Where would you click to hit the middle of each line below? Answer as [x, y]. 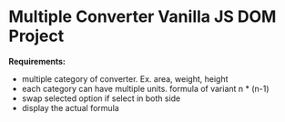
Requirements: [37, 61]
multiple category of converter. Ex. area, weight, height [125, 78]
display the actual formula [70, 107]
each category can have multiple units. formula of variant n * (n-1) [145, 88]
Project [36, 36]
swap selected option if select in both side [101, 98]
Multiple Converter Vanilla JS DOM [142, 17]
